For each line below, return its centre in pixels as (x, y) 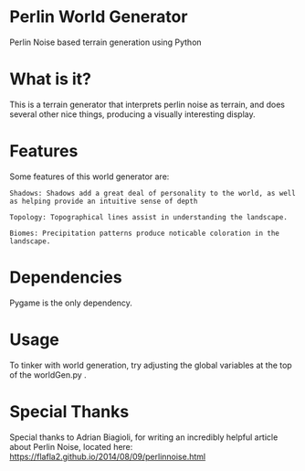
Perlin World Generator (99, 17)
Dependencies (66, 277)
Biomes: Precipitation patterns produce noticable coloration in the (145, 233)
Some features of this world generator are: (89, 177)
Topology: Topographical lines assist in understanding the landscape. (148, 217)
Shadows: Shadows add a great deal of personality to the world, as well (153, 193)
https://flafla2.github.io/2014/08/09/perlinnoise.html (108, 456)
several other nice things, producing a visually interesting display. (132, 114)
